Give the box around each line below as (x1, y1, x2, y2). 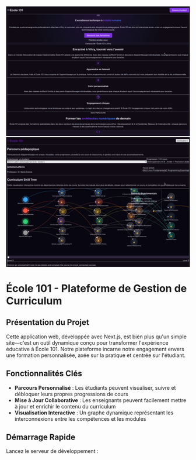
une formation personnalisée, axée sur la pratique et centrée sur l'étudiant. (6, 352, 185, 359)
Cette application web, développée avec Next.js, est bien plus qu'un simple (6, 333, 187, 340)
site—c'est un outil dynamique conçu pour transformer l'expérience (6, 339, 169, 346)
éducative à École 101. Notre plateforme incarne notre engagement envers (6, 345, 185, 352)
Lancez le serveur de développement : (6, 448, 99, 455)
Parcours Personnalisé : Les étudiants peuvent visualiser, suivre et (14, 384, 176, 391)
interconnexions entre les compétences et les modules (14, 415, 146, 422)
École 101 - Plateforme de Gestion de (6, 282, 187, 295)
